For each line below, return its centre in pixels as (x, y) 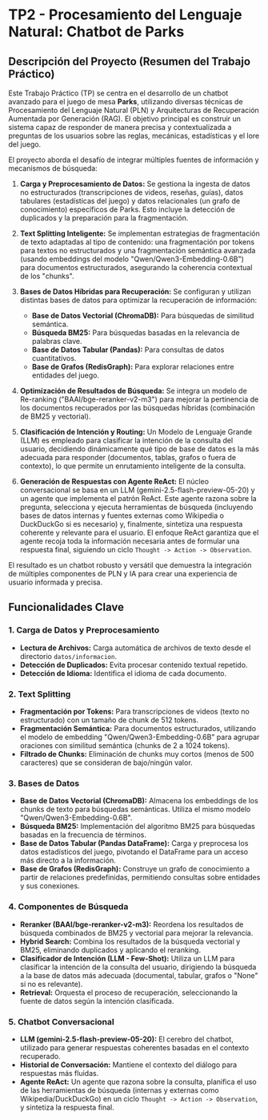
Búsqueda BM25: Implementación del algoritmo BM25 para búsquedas (138, 827)
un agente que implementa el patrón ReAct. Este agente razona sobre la (138, 498)
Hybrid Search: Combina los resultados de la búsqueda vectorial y (130, 941)
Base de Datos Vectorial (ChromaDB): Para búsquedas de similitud (143, 315)
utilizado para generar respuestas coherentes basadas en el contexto (134, 1047)
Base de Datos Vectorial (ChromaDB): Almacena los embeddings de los (139, 801)
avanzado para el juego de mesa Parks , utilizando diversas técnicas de (126, 101)
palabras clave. (57, 341)
